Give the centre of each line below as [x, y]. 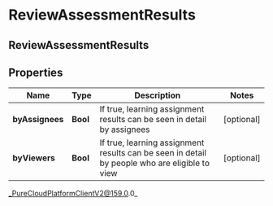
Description [158, 95]
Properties [36, 72]
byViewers [34, 158]
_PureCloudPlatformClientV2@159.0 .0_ [73, 194]
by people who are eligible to [154, 163]
